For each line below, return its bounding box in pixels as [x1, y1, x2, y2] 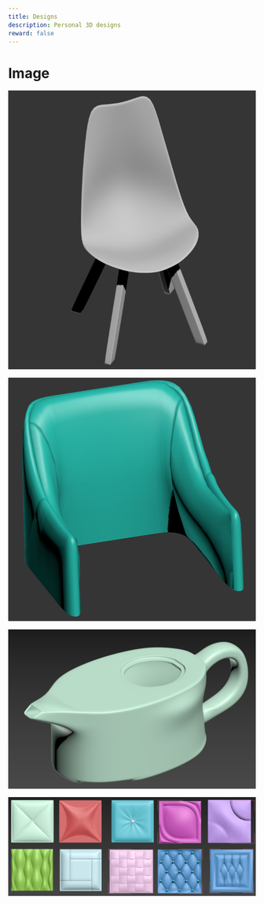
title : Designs [8, 13, 58, 20]
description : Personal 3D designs [8, 20, 122, 29]
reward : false [8, 29, 55, 37]
